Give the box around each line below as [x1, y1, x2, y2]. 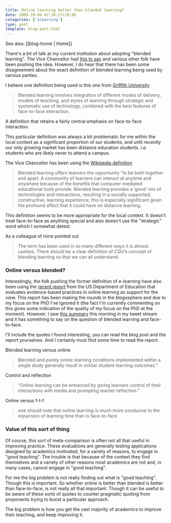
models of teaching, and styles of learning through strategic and [17, 98, 153, 104]
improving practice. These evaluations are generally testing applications [5, 443, 157, 449]
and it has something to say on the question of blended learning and [5, 316, 149, 322]
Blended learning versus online [5, 347, 70, 353]
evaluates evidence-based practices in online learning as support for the [5, 289, 158, 295]
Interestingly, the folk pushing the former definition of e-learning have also [5, 278, 162, 285]
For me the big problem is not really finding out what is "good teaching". [5, 474, 157, 481]
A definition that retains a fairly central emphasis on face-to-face [5, 118, 142, 124]
